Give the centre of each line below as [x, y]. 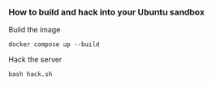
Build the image [35, 30]
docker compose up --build [54, 45]
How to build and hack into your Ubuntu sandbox [106, 12]
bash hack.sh [30, 74]
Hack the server [35, 60]
